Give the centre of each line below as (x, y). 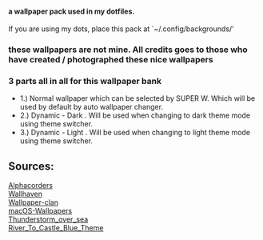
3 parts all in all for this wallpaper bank (85, 82)
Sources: (31, 166)
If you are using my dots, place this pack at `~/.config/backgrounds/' (121, 29)
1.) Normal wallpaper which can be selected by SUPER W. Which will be (137, 98)
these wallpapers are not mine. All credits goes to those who (128, 50)
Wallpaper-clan (33, 202)
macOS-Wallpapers (40, 211)
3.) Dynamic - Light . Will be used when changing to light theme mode (135, 133)
